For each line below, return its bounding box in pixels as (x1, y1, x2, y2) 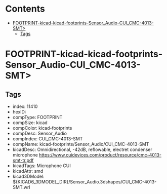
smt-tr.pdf (12, 157, 34, 163)
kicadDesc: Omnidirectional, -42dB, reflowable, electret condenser (12, 146, 153, 152)
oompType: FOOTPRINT (12, 114, 63, 120)
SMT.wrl (12, 184, 30, 190)
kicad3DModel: (12, 173, 45, 179)
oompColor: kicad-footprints (12, 125, 72, 131)
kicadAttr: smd (12, 168, 44, 174)
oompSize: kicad (12, 120, 48, 126)
